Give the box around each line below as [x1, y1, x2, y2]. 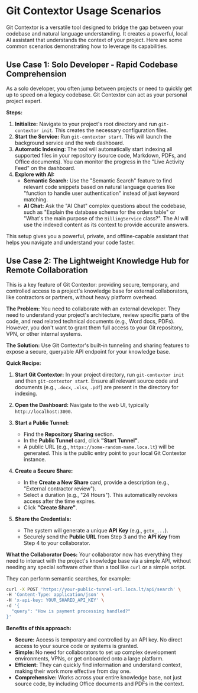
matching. [23, 195, 48, 203]
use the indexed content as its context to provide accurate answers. [23, 221, 189, 228]
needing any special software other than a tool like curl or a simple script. [6, 563, 186, 570]
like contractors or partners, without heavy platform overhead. [6, 293, 158, 300]
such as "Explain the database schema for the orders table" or [23, 208, 176, 216]
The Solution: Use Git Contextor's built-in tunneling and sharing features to [6, 342, 190, 349]
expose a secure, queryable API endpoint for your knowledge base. [6, 348, 170, 355]
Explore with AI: [14, 171, 55, 178]
